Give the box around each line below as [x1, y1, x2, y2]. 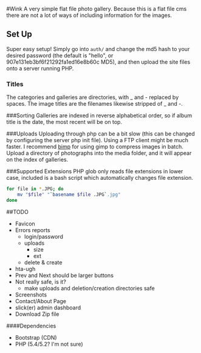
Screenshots [15, 291, 47, 298]
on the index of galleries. [6, 156, 69, 163]
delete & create [24, 258, 63, 266]
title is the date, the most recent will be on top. [6, 118, 123, 126]
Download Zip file [15, 310, 60, 318]
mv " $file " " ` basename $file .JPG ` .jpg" [17, 191, 121, 197]
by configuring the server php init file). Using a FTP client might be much [6, 137, 188, 144]
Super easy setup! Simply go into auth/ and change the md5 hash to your [6, 45, 190, 52]
